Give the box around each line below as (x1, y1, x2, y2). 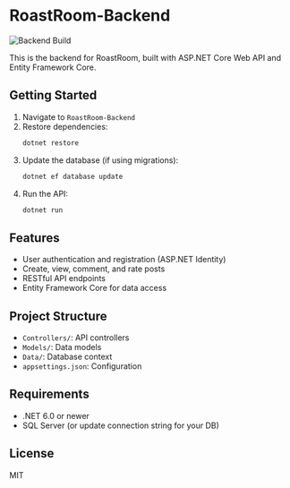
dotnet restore (21, 138, 80, 148)
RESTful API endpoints (21, 273, 106, 284)
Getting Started (9, 88, 98, 103)
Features (9, 230, 60, 245)
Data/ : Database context (21, 351, 113, 362)
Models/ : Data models (21, 342, 102, 352)
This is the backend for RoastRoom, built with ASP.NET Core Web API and (9, 52, 282, 63)
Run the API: (21, 188, 69, 199)
